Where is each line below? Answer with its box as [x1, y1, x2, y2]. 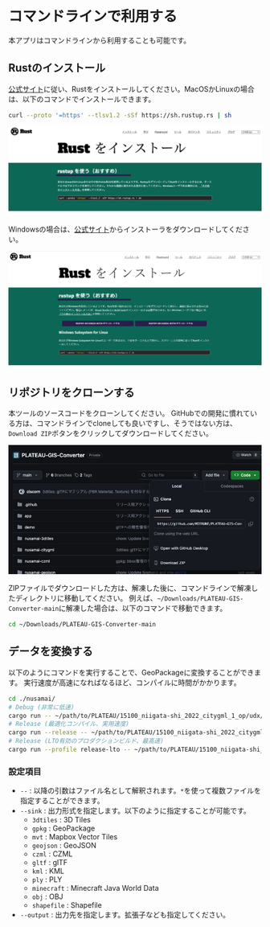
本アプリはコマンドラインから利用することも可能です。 [8, 35, 191, 45]
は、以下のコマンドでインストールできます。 [8, 94, 156, 104]
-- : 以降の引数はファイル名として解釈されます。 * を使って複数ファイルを [19, 785, 261, 796]
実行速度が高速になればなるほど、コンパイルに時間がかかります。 [23, 677, 241, 687]
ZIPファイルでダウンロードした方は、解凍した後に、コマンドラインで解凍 [8, 584, 252, 593]
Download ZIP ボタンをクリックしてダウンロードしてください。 [8, 429, 213, 438]
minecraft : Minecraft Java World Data [31, 884, 159, 893]
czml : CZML [31, 849, 73, 859]
